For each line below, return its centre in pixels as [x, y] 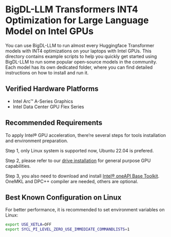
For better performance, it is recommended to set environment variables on [85, 210]
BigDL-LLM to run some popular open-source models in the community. [81, 62]
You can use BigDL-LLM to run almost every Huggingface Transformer [80, 45]
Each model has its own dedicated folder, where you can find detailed [79, 67]
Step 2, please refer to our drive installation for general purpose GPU [78, 161]
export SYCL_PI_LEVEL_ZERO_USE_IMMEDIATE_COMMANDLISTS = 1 [68, 229]
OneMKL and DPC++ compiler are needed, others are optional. [72, 181]
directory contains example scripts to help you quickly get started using [81, 56]
